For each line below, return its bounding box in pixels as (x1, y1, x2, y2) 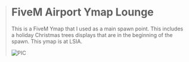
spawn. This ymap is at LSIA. (11, 38, 83, 45)
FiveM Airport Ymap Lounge (11, 5, 154, 19)
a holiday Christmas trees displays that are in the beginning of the (11, 31, 173, 38)
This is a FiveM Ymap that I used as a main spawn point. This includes (11, 25, 184, 32)
